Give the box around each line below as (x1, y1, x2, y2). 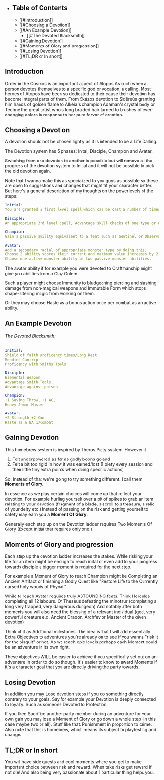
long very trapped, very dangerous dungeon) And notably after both (5, 603, 142, 609)
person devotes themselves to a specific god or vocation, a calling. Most (5, 86, 151, 92)
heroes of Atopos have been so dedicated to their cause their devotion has (5, 91, 155, 97)
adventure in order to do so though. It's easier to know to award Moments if (5, 659, 157, 665)
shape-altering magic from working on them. (5, 291, 95, 297)
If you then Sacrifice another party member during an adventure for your (5, 711, 151, 717)
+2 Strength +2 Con (5, 415, 45, 420)
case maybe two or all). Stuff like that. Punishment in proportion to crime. (5, 721, 152, 727)
